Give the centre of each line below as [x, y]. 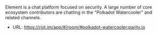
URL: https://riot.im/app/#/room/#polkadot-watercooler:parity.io [79, 27]
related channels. [23, 17]
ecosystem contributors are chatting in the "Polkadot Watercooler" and [79, 12]
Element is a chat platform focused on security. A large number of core [79, 7]
